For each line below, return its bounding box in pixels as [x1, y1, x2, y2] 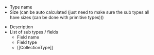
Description [9, 24, 33, 30]
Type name [9, 4, 33, 10]
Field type [17, 39, 37, 45]
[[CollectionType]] [17, 45, 53, 50]
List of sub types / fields [9, 29, 58, 35]
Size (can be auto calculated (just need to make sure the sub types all [9, 9, 150, 15]
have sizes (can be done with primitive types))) [9, 15, 104, 20]
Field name [17, 34, 39, 40]
